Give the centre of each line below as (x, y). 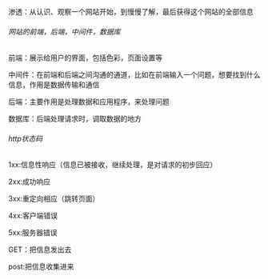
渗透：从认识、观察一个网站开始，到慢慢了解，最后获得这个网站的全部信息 (131, 12)
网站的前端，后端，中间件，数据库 (64, 31)
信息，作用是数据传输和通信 (54, 85)
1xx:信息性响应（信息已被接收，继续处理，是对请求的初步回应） (113, 165)
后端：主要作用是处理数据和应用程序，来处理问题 (89, 102)
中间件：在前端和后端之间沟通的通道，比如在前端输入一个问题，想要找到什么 (134, 75)
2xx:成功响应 (29, 181)
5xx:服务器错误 (33, 233)
